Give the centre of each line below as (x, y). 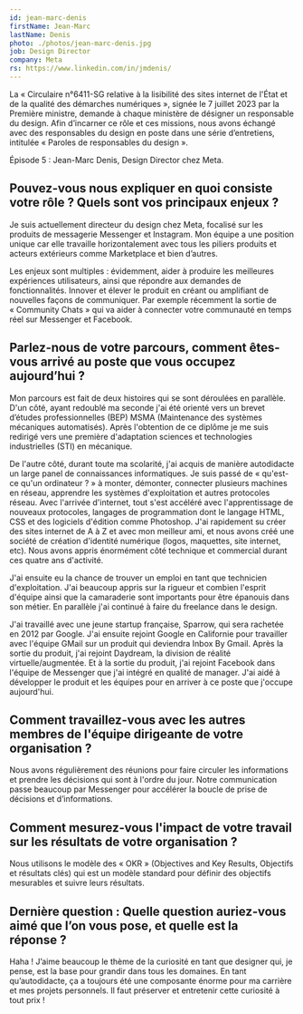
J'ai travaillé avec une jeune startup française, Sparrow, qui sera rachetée (147, 624)
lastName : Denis (40, 34)
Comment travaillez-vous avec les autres (128, 720)
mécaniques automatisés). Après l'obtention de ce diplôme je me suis (139, 426)
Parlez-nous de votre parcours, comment (128, 348)
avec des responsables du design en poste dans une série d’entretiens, (142, 132)
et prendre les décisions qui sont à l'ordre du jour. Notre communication (143, 780)
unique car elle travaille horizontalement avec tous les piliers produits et (143, 244)
